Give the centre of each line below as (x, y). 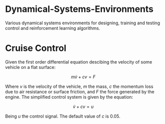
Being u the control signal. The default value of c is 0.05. (63, 116)
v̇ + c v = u (83, 106)
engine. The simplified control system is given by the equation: (69, 97)
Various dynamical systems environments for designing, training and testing (82, 23)
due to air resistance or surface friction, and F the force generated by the (80, 92)
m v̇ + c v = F (83, 77)
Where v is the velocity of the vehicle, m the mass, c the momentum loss (79, 86)
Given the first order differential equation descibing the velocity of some (79, 62)
